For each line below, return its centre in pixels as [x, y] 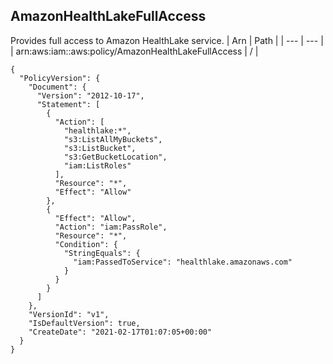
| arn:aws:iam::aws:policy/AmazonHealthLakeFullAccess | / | [134, 51]
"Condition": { [86, 244]
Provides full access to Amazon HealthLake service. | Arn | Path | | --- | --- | [167, 40]
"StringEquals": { [102, 253]
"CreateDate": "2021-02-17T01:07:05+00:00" [120, 332]
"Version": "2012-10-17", [90, 95]
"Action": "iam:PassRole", [111, 227]
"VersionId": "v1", [69, 314]
